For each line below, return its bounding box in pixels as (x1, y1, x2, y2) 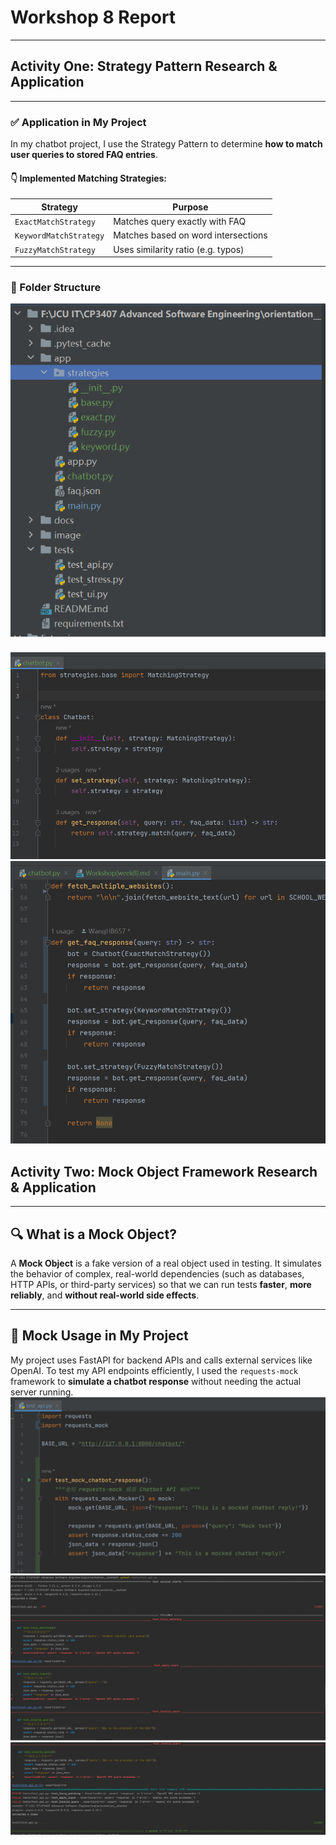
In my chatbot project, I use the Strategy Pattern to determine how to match (10, 138, 323, 150)
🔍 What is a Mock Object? (10, 1226, 177, 1243)
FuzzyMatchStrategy (14, 245, 96, 255)
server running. (10, 1386, 74, 1398)
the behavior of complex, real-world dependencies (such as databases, (10, 1267, 305, 1280)
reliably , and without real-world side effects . (10, 1289, 200, 1301)
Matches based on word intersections (113, 229, 268, 241)
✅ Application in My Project (10, 115, 147, 129)
